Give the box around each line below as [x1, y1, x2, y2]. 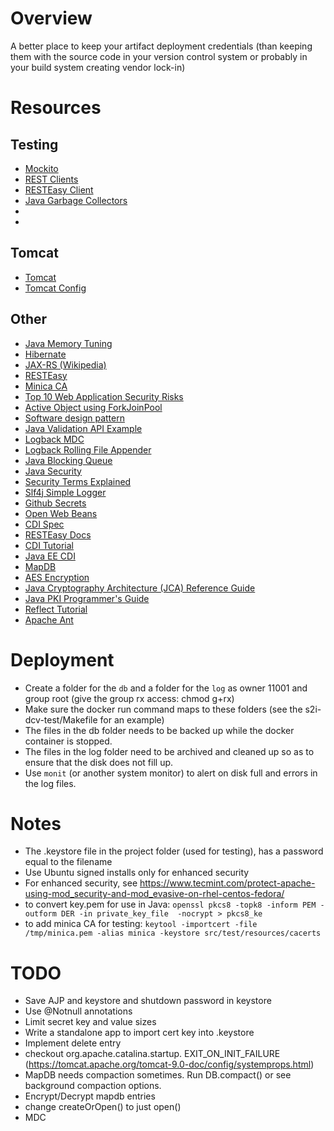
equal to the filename [24, 856, 113, 868]
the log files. [24, 777, 77, 789]
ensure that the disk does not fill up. [24, 756, 174, 768]
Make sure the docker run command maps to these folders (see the [24, 703, 303, 715]
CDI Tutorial [24, 539, 74, 551]
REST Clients [24, 173, 79, 185]
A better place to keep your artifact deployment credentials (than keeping [10, 40, 313, 52]
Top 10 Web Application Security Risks [24, 390, 184, 402]
